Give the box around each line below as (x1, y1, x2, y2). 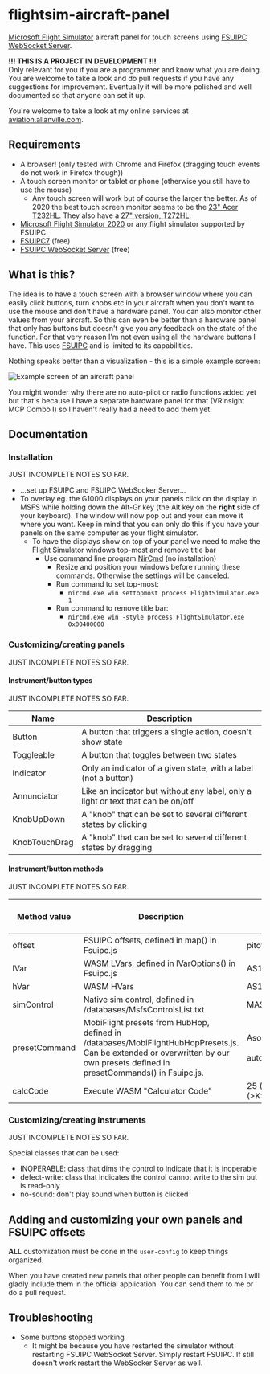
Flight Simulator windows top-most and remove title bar (31, 545, 217, 555)
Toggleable (12, 749, 55, 760)
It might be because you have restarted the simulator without (31, 1340, 235, 1351)
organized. (8, 1255, 44, 1265)
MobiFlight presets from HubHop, (83, 1016, 210, 1028)
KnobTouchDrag (12, 836, 74, 848)
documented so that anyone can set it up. (8, 90, 146, 100)
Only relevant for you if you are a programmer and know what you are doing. (8, 64, 262, 74)
